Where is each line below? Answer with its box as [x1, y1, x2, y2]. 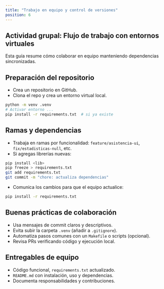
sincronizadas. [5, 59, 36, 65]
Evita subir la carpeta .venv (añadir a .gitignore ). [12, 227, 118, 234]
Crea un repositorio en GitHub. [12, 87, 78, 93]
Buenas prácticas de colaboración [5, 208, 117, 217]
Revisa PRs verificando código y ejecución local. [12, 238, 115, 244]
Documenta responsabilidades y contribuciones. [12, 278, 115, 284]
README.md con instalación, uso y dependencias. [12, 272, 114, 278]
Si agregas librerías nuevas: [12, 150, 72, 157]
